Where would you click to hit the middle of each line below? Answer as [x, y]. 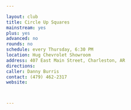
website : [17, 82]
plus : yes [18, 33]
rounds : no [19, 44]
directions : [21, 66]
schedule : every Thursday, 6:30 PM [50, 50]
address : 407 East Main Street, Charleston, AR [66, 60]
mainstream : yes [26, 28]
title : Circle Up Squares [38, 22]
